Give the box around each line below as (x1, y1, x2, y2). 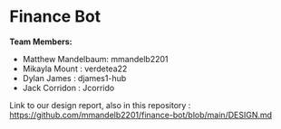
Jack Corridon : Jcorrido (22, 82, 115, 93)
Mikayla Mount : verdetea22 (22, 63, 128, 74)
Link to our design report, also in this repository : (9, 99, 191, 110)
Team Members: (9, 36, 73, 47)
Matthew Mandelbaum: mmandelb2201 (22, 53, 169, 64)
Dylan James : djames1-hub (22, 72, 127, 83)
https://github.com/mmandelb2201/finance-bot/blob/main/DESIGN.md (9, 109, 273, 120)
